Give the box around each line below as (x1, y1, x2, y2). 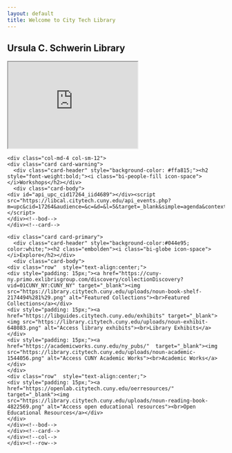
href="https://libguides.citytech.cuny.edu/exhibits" (7, 312, 166, 319)
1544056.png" (7, 355, 45, 362)
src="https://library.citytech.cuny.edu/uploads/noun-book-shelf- (7, 288, 202, 295)
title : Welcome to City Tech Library (7, 17, 116, 24)
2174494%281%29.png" (7, 294, 67, 301)
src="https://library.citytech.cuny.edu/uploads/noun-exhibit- (22, 319, 209, 326)
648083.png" (7, 325, 41, 332)
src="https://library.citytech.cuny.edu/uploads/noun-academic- (7, 349, 196, 356)
